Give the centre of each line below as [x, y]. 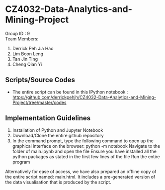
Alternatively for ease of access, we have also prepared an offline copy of [81, 171]
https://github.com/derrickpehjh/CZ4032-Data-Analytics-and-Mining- [84, 97]
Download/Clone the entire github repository [58, 135]
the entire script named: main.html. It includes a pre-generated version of [80, 177]
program [21, 162]
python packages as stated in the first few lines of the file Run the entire [86, 156]
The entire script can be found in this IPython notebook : [70, 92]
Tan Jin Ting [25, 59]
